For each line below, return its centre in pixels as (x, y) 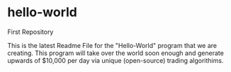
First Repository (30, 32)
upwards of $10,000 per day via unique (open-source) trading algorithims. (115, 60)
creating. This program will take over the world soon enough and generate (116, 53)
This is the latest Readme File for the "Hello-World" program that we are (112, 45)
